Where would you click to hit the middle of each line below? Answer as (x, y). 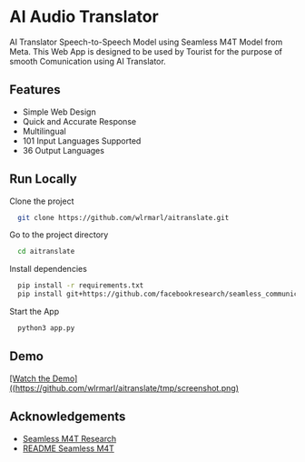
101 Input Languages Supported (82, 141)
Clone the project (42, 201)
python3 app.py (46, 328)
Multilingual (44, 131)
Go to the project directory (59, 235)
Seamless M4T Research (69, 438)
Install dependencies (49, 269)
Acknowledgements (68, 417)
